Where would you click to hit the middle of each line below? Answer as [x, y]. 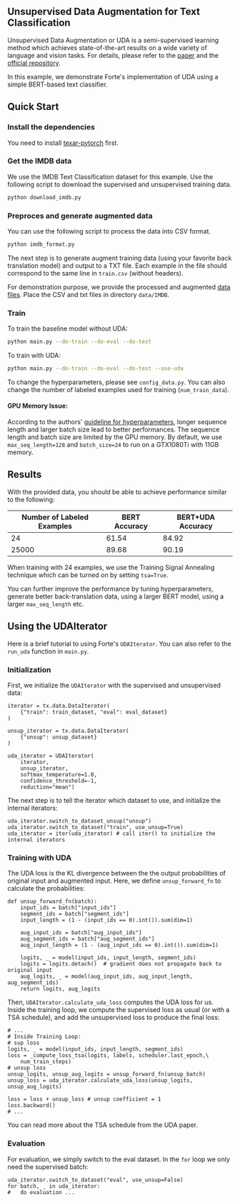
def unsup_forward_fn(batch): [52, 902]
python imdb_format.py [41, 244]
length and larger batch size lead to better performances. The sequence [114, 430]
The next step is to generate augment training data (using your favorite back [120, 258]
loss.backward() [31, 1106]
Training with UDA [40, 858]
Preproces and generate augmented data [80, 216]
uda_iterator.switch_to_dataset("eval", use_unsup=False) [95, 1180]
